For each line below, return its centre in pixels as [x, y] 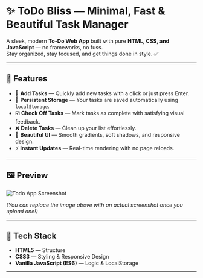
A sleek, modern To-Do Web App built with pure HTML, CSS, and [88, 41]
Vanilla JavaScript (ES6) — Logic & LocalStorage [77, 263]
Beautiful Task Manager [67, 24]
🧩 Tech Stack [31, 235]
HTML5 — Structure [40, 250]
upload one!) [22, 211]
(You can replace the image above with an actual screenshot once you [95, 205]
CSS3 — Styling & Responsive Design [62, 257]
